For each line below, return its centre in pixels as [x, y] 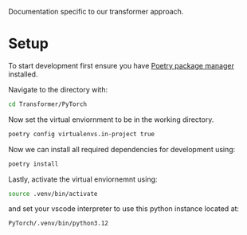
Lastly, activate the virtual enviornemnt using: [83, 179]
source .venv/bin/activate [53, 194]
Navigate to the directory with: [58, 89]
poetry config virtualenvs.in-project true [82, 134]
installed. [23, 74]
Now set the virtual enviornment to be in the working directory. [111, 119]
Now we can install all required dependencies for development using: [122, 149]
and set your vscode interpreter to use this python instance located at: [124, 209]
